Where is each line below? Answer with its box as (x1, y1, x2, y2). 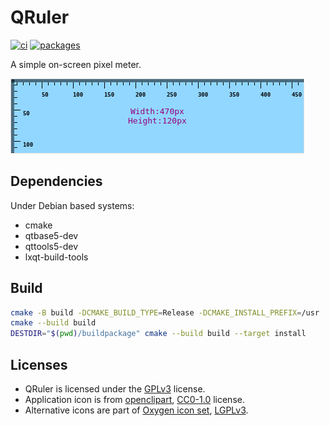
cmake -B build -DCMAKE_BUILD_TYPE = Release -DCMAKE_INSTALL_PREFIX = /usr (10, 307, 320, 318)
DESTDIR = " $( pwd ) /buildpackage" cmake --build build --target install (10, 329, 307, 339)
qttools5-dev (24, 240, 79, 252)
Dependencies (10, 173, 103, 190)
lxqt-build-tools (24, 251, 89, 263)
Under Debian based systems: (10, 199, 135, 211)
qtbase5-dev (24, 229, 79, 241)
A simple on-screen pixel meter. (10, 58, 142, 70)
